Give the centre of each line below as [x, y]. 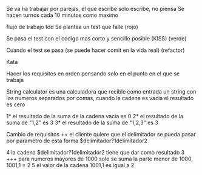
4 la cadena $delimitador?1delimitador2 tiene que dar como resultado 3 [96, 152]
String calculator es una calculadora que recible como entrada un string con [101, 92]
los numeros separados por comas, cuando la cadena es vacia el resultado [100, 98]
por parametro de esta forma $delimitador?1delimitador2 [77, 141]
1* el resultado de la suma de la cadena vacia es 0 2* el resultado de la [95, 116]
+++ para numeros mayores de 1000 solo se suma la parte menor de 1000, [99, 159]
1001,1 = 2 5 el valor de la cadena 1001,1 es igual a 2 [70, 165]
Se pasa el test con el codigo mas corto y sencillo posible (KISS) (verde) [96, 38]
